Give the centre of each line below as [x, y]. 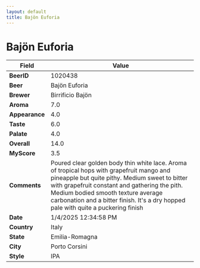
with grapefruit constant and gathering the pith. [117, 186]
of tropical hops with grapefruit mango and [110, 171]
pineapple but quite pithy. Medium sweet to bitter [119, 178]
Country [21, 227]
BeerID [19, 76]
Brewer [20, 95]
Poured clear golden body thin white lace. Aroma [119, 163]
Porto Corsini [69, 247]
